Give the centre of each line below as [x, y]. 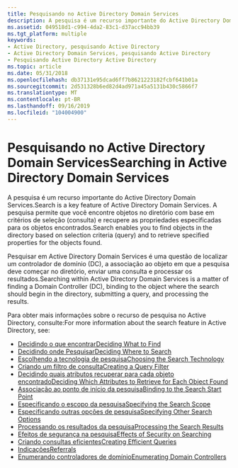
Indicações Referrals [47, 449]
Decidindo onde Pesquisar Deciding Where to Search [95, 351]
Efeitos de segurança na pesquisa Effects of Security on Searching [114, 434]
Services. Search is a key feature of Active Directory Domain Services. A [112, 205]
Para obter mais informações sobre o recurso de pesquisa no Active [107, 315]
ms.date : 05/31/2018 [38, 73]
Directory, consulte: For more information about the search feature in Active [117, 322]
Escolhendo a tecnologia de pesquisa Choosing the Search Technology [121, 359]
